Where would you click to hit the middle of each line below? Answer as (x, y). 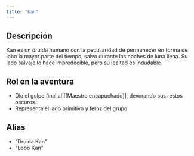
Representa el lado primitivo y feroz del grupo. (72, 108)
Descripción (29, 36)
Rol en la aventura (40, 81)
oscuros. (26, 102)
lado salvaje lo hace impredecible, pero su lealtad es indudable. (84, 63)
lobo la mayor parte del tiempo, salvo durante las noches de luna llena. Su (97, 57)
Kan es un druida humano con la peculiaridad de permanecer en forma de (97, 50)
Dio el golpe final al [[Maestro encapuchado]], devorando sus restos (99, 96)
